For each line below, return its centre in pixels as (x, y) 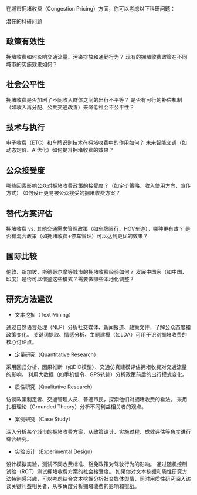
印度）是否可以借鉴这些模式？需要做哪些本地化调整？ (70, 279)
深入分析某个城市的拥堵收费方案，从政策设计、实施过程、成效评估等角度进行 (98, 431)
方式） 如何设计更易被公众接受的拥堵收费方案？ (63, 193)
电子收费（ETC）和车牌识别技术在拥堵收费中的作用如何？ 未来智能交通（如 (97, 142)
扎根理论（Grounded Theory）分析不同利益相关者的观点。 (76, 406)
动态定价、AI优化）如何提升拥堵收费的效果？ (60, 150)
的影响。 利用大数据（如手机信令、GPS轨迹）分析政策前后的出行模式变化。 (97, 374)
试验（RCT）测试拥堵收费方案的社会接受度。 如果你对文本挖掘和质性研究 (94, 471)
